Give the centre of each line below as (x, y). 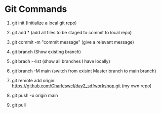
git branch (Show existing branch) (46, 52)
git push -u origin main (35, 95)
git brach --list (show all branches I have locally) (61, 61)
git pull (19, 105)
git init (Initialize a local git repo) (44, 23)
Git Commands (36, 9)
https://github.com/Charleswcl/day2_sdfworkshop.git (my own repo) (81, 86)
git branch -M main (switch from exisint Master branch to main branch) (84, 71)
